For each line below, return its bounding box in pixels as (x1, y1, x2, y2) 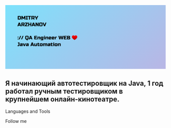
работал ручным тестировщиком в (5, 87, 123, 95)
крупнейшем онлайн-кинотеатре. (5, 94, 120, 104)
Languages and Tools (5, 108, 51, 114)
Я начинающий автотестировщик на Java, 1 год (5, 79, 164, 87)
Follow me (5, 118, 27, 124)
